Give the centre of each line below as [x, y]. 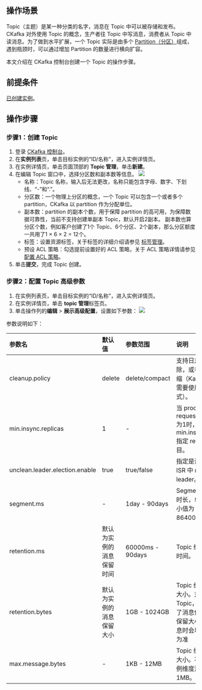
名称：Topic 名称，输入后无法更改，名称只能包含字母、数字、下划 [105, 182]
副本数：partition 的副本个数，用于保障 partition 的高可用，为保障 [105, 212]
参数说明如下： [25, 323]
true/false [139, 469]
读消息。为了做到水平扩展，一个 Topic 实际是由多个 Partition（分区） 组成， [99, 41]
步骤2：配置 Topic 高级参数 [46, 281]
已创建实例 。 [22, 98]
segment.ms [27, 504]
